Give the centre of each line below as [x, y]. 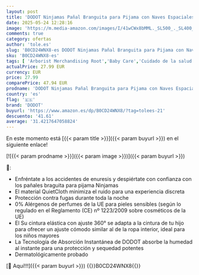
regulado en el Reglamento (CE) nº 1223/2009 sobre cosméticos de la [100, 211]
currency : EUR [24, 72]
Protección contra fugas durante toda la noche [72, 198]
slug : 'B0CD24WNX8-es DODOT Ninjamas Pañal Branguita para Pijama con [95, 50]
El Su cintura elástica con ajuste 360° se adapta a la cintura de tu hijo [99, 223]
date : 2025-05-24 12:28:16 [39, 22]
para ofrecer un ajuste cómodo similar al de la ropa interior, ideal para [100, 229]
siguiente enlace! [27, 145]
